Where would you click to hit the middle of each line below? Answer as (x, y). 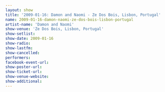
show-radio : (18, 43)
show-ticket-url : (24, 72)
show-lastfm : (19, 48)
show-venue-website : (27, 77)
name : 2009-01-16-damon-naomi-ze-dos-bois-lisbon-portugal (69, 19)
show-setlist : (20, 34)
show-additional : (24, 81)
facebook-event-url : (27, 62)
